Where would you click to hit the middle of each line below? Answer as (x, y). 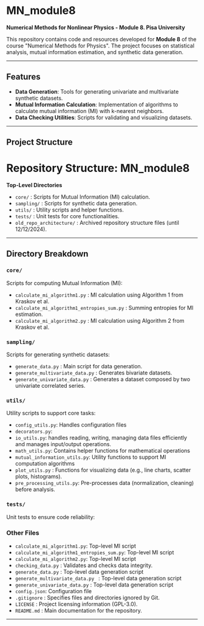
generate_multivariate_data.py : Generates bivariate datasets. (93, 373)
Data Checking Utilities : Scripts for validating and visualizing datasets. (104, 117)
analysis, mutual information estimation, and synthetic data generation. (95, 52)
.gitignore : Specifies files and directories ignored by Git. (87, 597)
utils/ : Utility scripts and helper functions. (70, 210)
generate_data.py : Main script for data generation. (79, 366)
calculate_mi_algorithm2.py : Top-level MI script (76, 559)
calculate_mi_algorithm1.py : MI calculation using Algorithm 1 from (99, 295)
